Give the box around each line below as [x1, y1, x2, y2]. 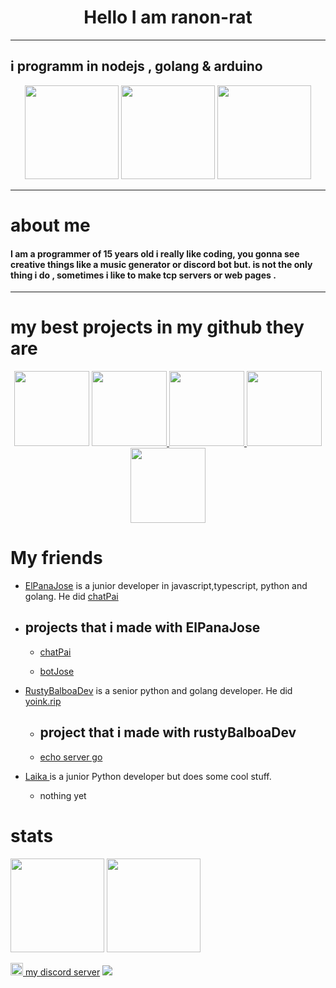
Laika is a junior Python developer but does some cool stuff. [24, 770, 272, 782]
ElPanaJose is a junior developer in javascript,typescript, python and [24, 580, 308, 592]
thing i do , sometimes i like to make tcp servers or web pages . [10, 269, 277, 281]
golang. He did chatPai [24, 591, 119, 603]
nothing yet [39, 789, 87, 801]
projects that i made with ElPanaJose [24, 619, 261, 636]
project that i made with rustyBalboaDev [39, 724, 297, 741]
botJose [39, 665, 75, 677]
